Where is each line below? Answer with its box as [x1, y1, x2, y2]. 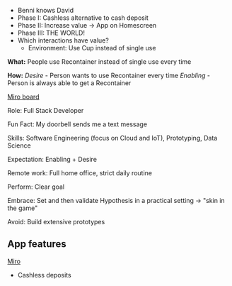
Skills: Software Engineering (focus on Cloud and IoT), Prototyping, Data [7, 134, 218, 142]
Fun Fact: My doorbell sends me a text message [7, 120, 147, 128]
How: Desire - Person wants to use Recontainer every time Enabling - [7, 71, 211, 79]
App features [7, 238, 67, 251]
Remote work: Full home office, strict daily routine [7, 169, 152, 177]
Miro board [7, 92, 40, 101]
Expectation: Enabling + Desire [7, 155, 98, 163]
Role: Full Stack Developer [7, 106, 84, 114]
